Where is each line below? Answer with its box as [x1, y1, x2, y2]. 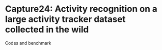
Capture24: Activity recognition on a [5, 3, 158, 15]
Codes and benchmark [5, 40, 52, 46]
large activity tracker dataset [5, 14, 126, 25]
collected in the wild [5, 24, 89, 35]
